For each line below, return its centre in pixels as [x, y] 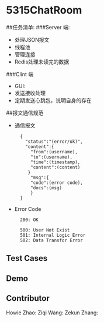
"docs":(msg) [46, 188]
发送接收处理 [30, 93]
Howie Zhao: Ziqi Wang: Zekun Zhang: [52, 313]
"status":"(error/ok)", [54, 142]
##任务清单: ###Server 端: [38, 27]
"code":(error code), [56, 183]
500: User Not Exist [45, 230]
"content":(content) [55, 167]
